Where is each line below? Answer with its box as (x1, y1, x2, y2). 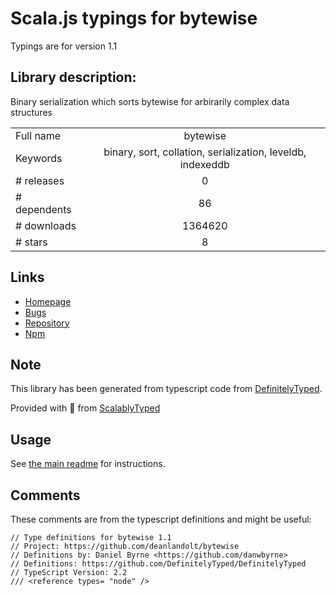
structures (10, 106, 53, 118)
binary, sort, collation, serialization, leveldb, (103, 145, 307, 159)
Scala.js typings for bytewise (10, 7, 258, 30)
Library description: (10, 69, 137, 86)
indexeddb (179, 157, 230, 171)
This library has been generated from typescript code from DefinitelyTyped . (10, 383, 323, 395)
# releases (15, 173, 65, 187)
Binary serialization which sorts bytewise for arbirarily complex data (10, 95, 290, 107)
